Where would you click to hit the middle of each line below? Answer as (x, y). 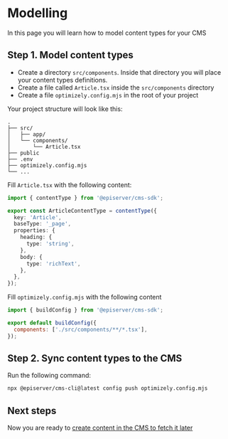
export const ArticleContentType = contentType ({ (82, 211)
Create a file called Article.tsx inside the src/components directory (116, 88)
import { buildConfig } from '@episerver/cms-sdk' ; (85, 310)
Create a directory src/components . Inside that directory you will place (119, 72)
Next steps (32, 411)
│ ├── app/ (27, 134)
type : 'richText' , (53, 264)
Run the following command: (49, 376)
